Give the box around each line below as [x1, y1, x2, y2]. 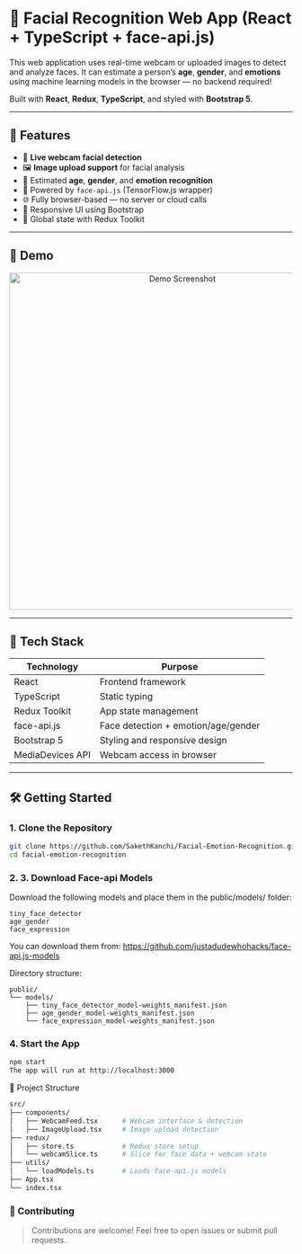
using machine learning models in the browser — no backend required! [9, 76, 272, 86]
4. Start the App [9, 1037, 81, 1050]
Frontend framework [99, 676, 186, 689]
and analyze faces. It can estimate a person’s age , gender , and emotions [9, 67, 281, 77]
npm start [9, 1058, 47, 1067]
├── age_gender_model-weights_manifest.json [25, 1009, 195, 1018]
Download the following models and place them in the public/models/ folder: [9, 892, 292, 903]
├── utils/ [9, 1159, 50, 1168]
